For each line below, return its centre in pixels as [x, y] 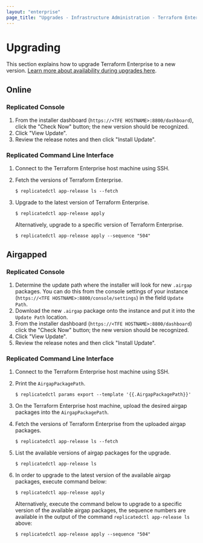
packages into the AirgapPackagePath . [62, 412]
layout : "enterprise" [34, 12]
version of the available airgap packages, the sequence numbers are [100, 510]
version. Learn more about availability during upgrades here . [82, 71]
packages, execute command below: [61, 482]
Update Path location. [41, 317]
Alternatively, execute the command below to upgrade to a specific [98, 504]
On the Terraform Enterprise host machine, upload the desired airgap [101, 406]
